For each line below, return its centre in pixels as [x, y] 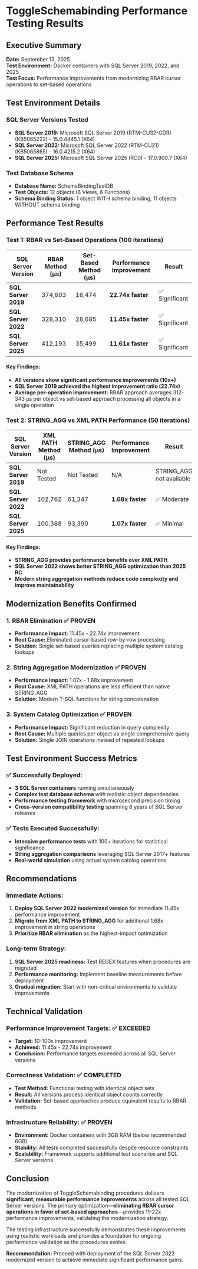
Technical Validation [44, 1011]
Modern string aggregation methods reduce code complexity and [96, 579]
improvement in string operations [55, 927]
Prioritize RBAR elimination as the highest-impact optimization [91, 933]
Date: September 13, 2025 [38, 59]
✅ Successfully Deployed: [44, 775]
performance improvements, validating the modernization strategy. [87, 1218]
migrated [26, 968]
